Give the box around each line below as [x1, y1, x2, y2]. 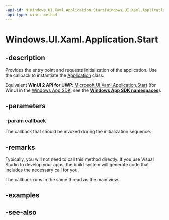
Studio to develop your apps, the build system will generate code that [5, 162, 149, 167]
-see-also [5, 208, 37, 216]
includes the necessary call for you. [5, 167, 79, 173]
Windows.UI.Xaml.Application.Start [5, 34, 158, 45]
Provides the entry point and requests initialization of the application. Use [5, 67, 157, 73]
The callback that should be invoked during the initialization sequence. [5, 129, 152, 135]
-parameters [5, 101, 46, 111]
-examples [5, 191, 40, 200]
